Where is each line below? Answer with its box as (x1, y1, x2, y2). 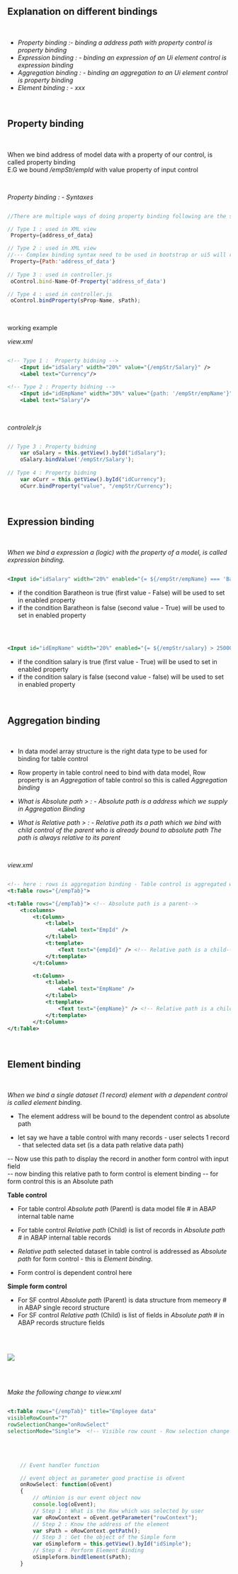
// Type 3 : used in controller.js (7, 271, 113, 279)
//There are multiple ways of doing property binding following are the (7, 213, 227, 220)
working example (7, 324, 58, 332)
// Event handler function (20, 1461, 100, 1469)
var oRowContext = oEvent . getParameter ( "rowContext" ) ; (33, 1514, 198, 1521)
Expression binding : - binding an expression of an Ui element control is (17, 53, 227, 62)
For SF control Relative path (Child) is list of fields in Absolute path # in (17, 1311, 225, 1320)
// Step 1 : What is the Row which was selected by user (33, 1507, 204, 1514)
